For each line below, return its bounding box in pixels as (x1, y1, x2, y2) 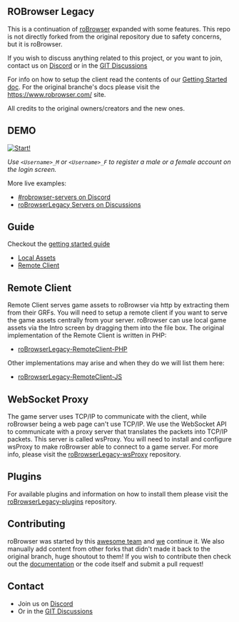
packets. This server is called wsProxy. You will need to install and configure (7, 435, 232, 444)
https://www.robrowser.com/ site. (7, 90, 106, 98)
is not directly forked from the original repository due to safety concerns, (7, 32, 222, 41)
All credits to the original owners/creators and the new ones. (7, 103, 185, 113)
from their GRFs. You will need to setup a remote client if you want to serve (7, 308, 228, 317)
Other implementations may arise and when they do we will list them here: (7, 359, 225, 367)
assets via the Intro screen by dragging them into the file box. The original (7, 324, 225, 332)
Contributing (7, 518, 66, 530)
